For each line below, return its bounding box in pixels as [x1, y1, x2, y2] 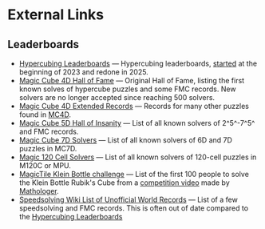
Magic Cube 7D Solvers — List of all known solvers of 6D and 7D [18, 135, 233, 145]
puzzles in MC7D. [18, 144, 77, 153]
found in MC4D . [18, 110, 72, 119]
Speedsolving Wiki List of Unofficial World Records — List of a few [18, 195, 239, 204]
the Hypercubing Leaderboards [18, 212, 123, 221]
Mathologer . [18, 187, 59, 195]
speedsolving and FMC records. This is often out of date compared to [18, 203, 249, 213]
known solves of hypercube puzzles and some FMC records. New [18, 84, 236, 94]
